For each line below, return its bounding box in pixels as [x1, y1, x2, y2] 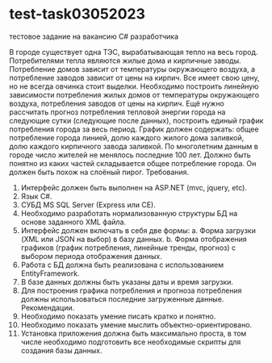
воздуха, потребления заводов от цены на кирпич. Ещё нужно [9, 98, 225, 108]
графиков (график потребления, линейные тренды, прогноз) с [20, 243, 236, 252]
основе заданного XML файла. [20, 217, 127, 227]
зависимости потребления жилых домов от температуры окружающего [9, 90, 260, 99]
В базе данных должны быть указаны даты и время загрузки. [20, 277, 233, 286]
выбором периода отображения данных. [20, 251, 162, 261]
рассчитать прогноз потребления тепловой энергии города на [9, 106, 226, 117]
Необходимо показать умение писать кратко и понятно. [20, 311, 216, 321]
